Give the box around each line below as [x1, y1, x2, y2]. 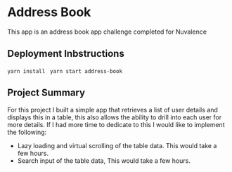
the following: [7, 128, 47, 136]
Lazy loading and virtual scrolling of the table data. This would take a [17, 141, 217, 150]
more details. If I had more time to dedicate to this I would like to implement [7, 120, 225, 128]
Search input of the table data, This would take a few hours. [17, 156, 191, 165]
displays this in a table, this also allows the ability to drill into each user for [7, 113, 222, 121]
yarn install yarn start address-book [7, 67, 123, 74]
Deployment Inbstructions [7, 48, 124, 60]
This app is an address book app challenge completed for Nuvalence [7, 27, 207, 36]
